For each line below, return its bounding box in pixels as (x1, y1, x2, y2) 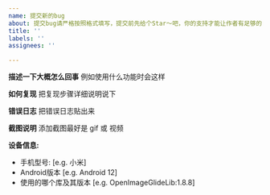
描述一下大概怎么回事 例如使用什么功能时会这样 (8, 72, 166, 81)
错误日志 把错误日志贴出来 (8, 106, 95, 116)
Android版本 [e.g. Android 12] (19, 168, 118, 177)
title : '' (8, 27, 42, 35)
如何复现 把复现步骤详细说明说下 (8, 89, 117, 99)
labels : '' (8, 34, 45, 43)
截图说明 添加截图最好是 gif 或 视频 (8, 123, 124, 133)
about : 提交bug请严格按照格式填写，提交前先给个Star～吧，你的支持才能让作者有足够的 (8, 19, 263, 27)
